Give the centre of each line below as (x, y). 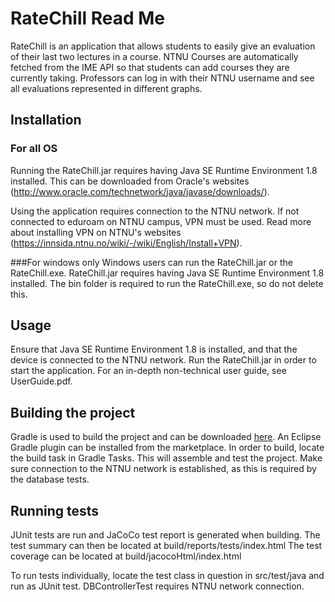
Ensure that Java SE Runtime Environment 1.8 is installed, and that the (154, 349)
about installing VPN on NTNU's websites (96, 232)
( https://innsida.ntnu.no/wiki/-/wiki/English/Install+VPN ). (126, 243)
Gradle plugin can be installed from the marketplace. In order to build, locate (167, 448)
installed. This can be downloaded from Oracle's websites (130, 181)
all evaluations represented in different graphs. (106, 88)
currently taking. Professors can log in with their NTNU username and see (162, 78)
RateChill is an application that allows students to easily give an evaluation (163, 46)
